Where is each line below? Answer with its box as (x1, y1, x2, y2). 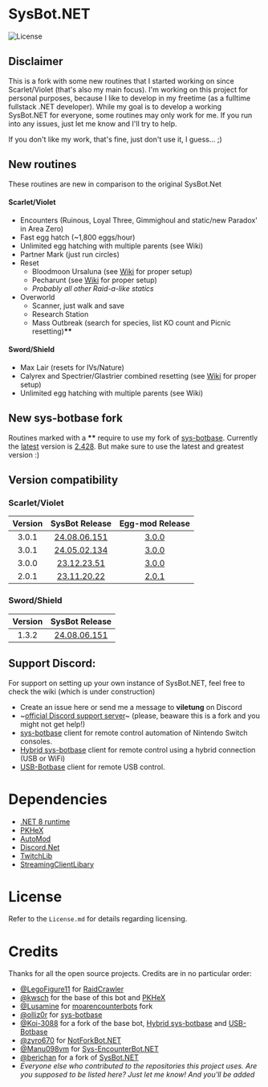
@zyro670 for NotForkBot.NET (19, 1036, 122, 1045)
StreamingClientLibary (19, 859, 95, 869)
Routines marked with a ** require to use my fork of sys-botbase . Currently (8, 433, 258, 442)
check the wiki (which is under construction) (8, 687, 156, 696)
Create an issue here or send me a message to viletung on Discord (19, 702, 242, 712)
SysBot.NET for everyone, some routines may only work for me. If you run (8, 110, 253, 120)
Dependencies (8, 790, 108, 808)
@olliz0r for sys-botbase (19, 1010, 103, 1019)
